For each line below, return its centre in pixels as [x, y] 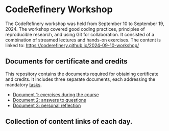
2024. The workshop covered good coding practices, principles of [75, 29]
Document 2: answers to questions [49, 100]
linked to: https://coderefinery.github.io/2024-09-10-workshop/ [72, 45]
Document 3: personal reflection [47, 105]
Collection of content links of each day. [69, 122]
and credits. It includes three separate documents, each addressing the [80, 79]
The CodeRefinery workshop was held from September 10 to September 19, [85, 24]
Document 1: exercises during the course [56, 94]
